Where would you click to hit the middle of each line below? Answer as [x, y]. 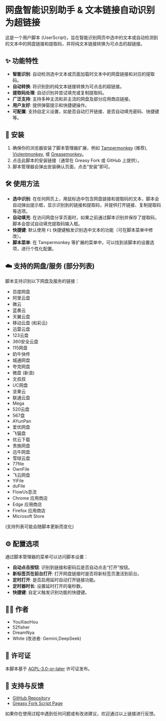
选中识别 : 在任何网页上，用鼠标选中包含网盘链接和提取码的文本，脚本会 [86, 199]
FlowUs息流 [24, 492]
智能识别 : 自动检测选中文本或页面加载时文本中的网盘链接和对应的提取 [83, 74]
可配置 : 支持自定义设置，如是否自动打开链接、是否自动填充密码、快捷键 [86, 111]
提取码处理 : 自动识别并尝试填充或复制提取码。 [60, 92]
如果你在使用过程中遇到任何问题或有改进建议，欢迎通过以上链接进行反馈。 [82, 714]
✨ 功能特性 [22, 61]
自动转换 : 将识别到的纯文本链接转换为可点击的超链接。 [68, 86]
